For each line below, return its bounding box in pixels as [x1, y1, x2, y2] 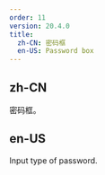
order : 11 [9, 13, 47, 22]
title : [9, 30, 34, 39]
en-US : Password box [17, 47, 94, 56]
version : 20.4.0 [9, 22, 70, 31]
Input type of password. [9, 154, 98, 166]
